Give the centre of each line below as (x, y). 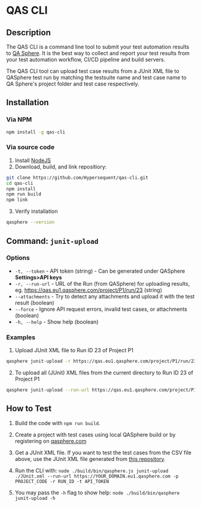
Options (18, 258)
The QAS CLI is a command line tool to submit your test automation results (98, 47)
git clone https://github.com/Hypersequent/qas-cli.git (77, 178)
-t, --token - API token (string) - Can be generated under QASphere (100, 271)
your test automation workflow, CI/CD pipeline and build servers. (86, 59)
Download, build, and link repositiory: (61, 167)
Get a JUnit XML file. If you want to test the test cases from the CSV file (103, 453)
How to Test (29, 409)
